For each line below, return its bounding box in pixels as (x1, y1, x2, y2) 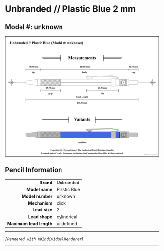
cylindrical (56, 214, 78, 220)
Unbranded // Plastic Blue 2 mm (5, 3, 136, 15)
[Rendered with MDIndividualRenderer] (5, 237, 84, 242)
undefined (56, 220, 77, 226)
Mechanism (28, 200, 53, 206)
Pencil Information (5, 166, 62, 174)
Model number (21, 193, 53, 199)
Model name (26, 186, 53, 192)
